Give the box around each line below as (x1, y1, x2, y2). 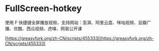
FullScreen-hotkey (5, 3, 82, 14)
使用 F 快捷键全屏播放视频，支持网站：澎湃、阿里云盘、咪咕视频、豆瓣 (5, 19, 147, 25)
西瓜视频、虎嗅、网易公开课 (26, 25, 82, 32)
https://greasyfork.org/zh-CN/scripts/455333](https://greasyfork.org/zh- (6, 35, 154, 41)
